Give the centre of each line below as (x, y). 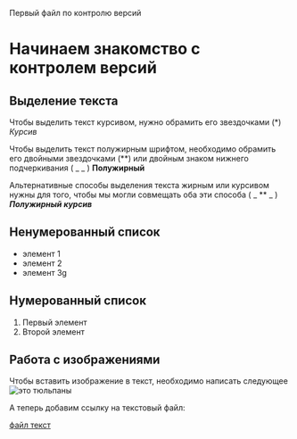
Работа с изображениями (85, 360)
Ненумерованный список (85, 232)
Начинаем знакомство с (105, 49)
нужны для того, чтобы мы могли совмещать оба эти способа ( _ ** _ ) (144, 195)
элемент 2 (42, 263)
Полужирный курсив (50, 204)
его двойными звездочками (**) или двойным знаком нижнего (129, 158)
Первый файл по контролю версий (75, 13)
